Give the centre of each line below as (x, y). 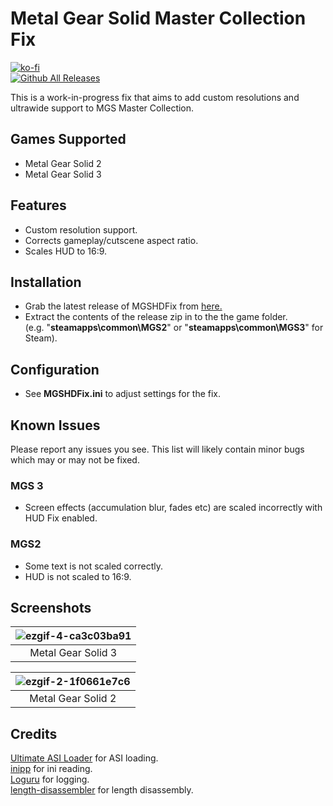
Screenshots (51, 607)
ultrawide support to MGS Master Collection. (102, 108)
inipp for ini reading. (51, 769)
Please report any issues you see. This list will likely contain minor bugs (157, 449)
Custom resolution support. (81, 229)
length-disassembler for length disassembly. (102, 790)
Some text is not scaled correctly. (94, 566)
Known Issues (55, 425)
